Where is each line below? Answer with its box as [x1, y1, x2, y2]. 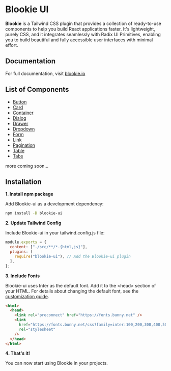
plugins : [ [10, 249, 33, 254]
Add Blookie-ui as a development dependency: [5, 201, 104, 207]
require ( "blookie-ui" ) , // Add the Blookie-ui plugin [14, 254, 131, 259]
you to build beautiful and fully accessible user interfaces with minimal [5, 37, 153, 43]
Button [12, 98, 27, 105]
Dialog [12, 115, 26, 121]
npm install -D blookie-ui [5, 210, 63, 216]
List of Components [5, 85, 69, 94]
